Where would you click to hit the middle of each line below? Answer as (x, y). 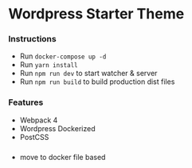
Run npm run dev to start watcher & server (88, 74)
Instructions (33, 39)
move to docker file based (63, 157)
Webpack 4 (39, 120)
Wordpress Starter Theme (96, 14)
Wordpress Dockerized (57, 128)
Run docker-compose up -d (63, 56)
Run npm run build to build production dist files (97, 82)
